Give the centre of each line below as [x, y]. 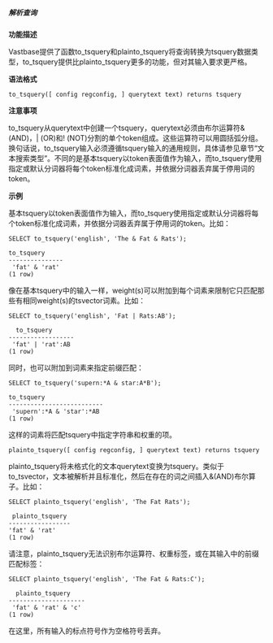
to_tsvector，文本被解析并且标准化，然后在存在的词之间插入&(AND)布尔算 [132, 476]
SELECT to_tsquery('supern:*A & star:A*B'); [85, 383]
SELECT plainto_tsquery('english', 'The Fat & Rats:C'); [107, 579]
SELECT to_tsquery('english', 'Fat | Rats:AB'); [92, 316]
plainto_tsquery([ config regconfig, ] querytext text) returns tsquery [134, 450]
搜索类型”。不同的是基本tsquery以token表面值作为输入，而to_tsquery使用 [139, 158]
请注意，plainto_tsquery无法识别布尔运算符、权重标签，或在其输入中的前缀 [134, 554]
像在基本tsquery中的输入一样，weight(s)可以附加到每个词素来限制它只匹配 [133, 290]
